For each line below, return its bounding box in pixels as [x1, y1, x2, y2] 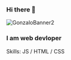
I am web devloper [6, 34, 62, 43]
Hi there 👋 [6, 5, 36, 14]
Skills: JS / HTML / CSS [6, 47, 65, 55]
